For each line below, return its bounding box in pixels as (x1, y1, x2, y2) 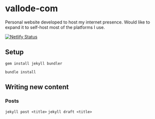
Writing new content (5, 83, 69, 91)
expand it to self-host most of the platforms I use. (5, 24, 105, 30)
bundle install (5, 70, 36, 74)
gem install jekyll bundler (5, 61, 63, 66)
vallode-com (5, 3, 58, 14)
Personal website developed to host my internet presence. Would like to (5, 19, 151, 25)
